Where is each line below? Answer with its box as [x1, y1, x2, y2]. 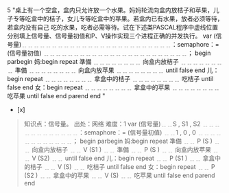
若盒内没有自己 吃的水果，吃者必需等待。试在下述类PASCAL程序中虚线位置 [7, 23, 219, 31]
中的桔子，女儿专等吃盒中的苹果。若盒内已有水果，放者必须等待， [36, 14, 224, 23]
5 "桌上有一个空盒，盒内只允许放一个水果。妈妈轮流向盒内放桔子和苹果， [7, 6, 214, 14]
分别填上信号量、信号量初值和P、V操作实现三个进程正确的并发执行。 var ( [7, 32, 216, 40]
